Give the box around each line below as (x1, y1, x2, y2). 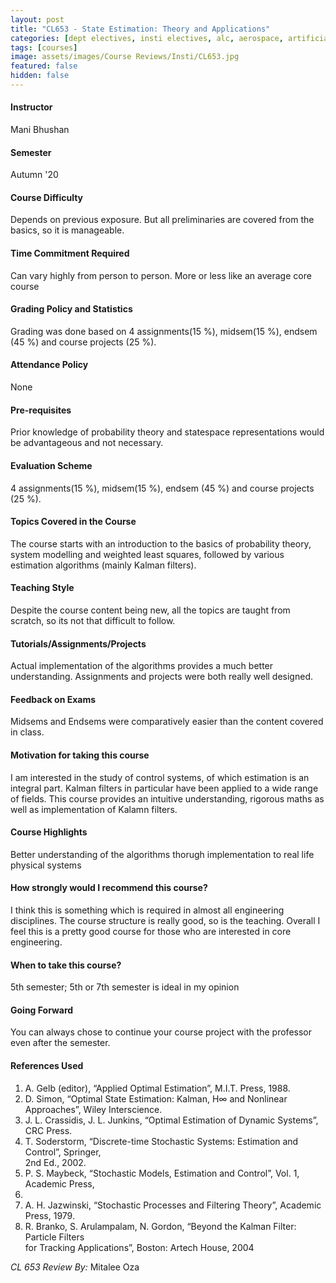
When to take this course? (10, 959, 122, 971)
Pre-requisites (10, 404, 72, 416)
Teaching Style (10, 582, 75, 594)
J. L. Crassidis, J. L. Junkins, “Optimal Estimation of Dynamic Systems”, (24, 1114, 319, 1126)
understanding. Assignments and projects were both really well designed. (10, 671, 313, 683)
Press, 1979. (24, 1209, 75, 1221)
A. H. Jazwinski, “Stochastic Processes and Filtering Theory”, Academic (24, 1199, 322, 1211)
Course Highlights (10, 826, 88, 838)
